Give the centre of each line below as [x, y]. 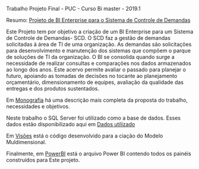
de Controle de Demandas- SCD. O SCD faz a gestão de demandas [89, 38]
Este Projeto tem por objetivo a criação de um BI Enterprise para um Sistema [100, 32]
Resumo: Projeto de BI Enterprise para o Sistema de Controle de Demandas [98, 20]
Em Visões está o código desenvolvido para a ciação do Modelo [85, 136]
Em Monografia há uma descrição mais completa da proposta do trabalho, [97, 100]
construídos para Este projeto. [43, 160]
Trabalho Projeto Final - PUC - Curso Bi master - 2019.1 [73, 9]
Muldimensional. [26, 142]
